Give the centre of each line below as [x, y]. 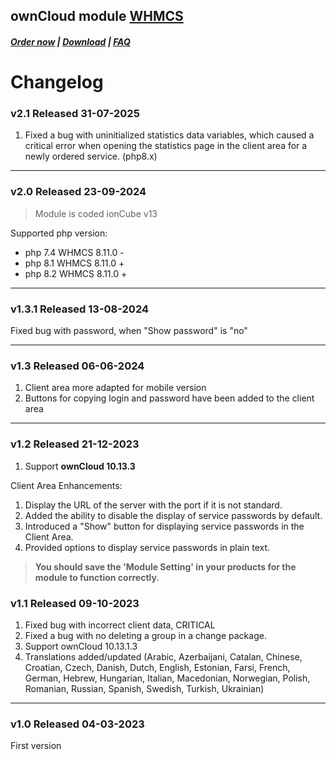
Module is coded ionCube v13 [96, 213]
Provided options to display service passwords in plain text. [147, 547]
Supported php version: [59, 233]
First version [36, 746]
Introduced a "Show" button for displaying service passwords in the [164, 526]
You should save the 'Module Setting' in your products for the [165, 566]
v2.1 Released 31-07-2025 [75, 114]
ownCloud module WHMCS [97, 16]
